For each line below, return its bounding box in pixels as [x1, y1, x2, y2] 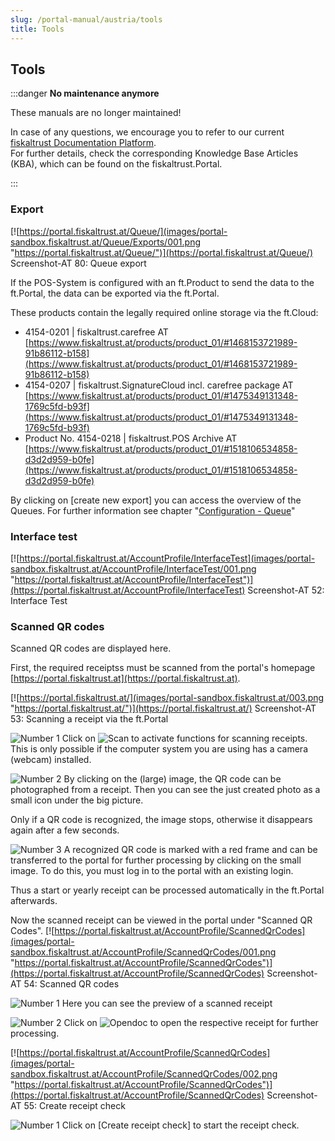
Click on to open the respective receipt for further [63, 1017, 319, 1029]
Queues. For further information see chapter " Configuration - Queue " [10, 504, 296, 516]
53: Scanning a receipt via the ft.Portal [10, 713, 169, 725]
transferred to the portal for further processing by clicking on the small [10, 854, 302, 866]
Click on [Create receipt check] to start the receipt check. [61, 1119, 300, 1131]
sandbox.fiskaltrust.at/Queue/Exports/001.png [10, 236, 201, 248]
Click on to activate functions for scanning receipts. [61, 732, 308, 745]
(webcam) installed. [10, 754, 92, 766]
